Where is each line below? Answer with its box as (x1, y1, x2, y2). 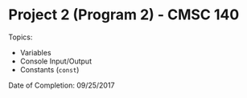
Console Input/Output (19, 56, 93, 66)
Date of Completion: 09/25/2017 (8, 80, 115, 90)
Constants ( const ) (19, 64, 80, 74)
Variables (19, 47, 51, 57)
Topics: (8, 32, 33, 42)
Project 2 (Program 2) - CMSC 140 (8, 6, 240, 24)
